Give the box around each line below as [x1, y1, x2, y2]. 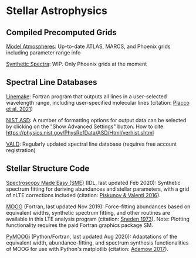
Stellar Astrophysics [6, 4, 107, 18]
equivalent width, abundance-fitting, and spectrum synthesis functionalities [6, 239, 189, 246]
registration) [6, 146, 36, 153]
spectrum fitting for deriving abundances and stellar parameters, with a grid [6, 185, 190, 192]
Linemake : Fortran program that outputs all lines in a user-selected [6, 92, 167, 100]
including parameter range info [6, 49, 81, 56]
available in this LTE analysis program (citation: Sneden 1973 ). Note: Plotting [6, 215, 190, 222]
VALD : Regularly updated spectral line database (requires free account [6, 140, 177, 147]
